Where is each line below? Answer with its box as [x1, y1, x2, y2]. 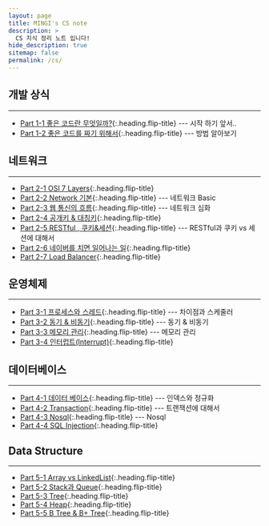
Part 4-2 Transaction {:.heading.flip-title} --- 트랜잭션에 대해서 [19, 404, 220, 413]
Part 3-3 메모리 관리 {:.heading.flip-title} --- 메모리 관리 [19, 327, 196, 337]
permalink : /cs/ [8, 57, 62, 65]
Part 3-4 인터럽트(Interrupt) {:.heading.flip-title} [19, 337, 174, 347]
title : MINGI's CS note [8, 19, 88, 27]
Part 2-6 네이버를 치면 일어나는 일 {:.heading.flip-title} [19, 243, 191, 252]
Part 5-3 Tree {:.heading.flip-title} [19, 491, 129, 500]
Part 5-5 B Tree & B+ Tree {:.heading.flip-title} [19, 508, 170, 517]
